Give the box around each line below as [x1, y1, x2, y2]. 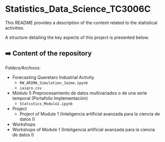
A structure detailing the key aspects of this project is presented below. [5, 34, 149, 40]
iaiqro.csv [19, 85, 42, 90]
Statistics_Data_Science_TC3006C [5, 3, 151, 15]
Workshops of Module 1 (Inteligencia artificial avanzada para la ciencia [12, 126, 155, 132]
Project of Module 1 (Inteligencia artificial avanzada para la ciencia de [19, 111, 160, 116]
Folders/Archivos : [5, 65, 41, 71]
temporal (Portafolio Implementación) [12, 95, 88, 101]
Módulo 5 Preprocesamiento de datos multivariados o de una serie [12, 90, 147, 96]
